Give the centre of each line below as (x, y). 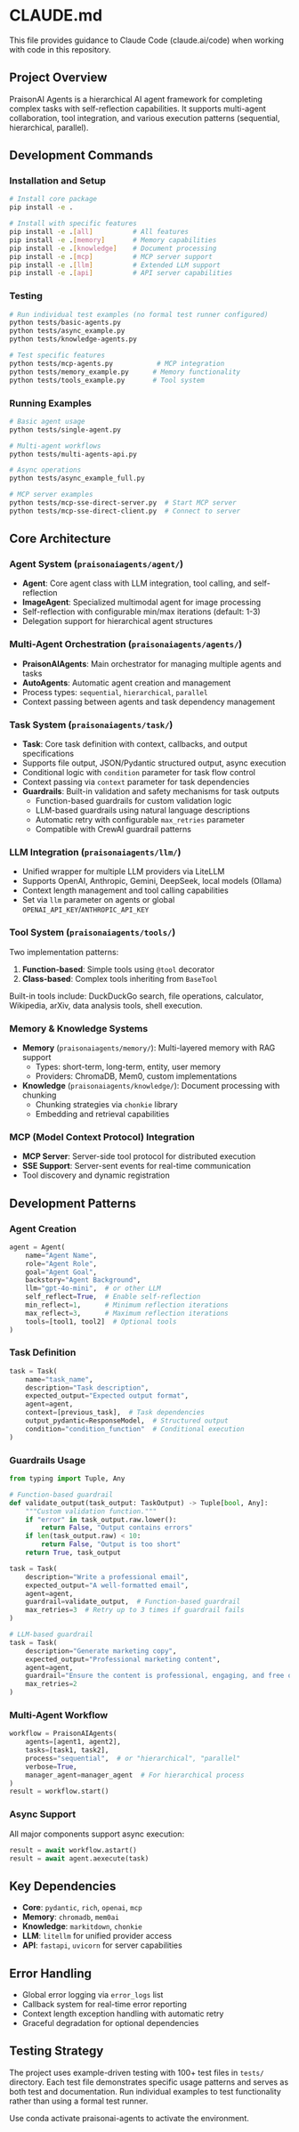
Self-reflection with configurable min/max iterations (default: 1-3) (141, 612)
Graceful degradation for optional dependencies (110, 2023)
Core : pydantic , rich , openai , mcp (82, 1908)
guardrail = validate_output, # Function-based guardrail (133, 1602)
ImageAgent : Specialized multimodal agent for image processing (141, 603)
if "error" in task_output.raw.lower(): (101, 1520)
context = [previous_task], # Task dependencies (115, 1413)
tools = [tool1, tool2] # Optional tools (101, 1321)
